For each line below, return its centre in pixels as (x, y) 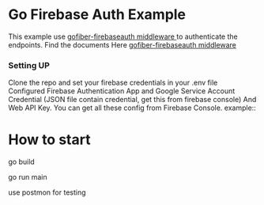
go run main (28, 177)
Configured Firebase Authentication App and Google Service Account (122, 91)
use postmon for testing (47, 192)
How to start (49, 140)
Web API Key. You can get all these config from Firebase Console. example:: (132, 108)
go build (22, 162)
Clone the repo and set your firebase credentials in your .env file (113, 83)
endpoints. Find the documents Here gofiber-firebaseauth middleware (123, 44)
